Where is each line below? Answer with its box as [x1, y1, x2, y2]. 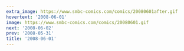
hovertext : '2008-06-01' [6, 14, 67, 20]
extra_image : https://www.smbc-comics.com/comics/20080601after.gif [6, 8, 178, 15]
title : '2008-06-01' [6, 36, 57, 42]
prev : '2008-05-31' [6, 30, 54, 36]
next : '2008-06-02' [6, 25, 54, 31]
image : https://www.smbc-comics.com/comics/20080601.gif [6, 19, 149, 25]
